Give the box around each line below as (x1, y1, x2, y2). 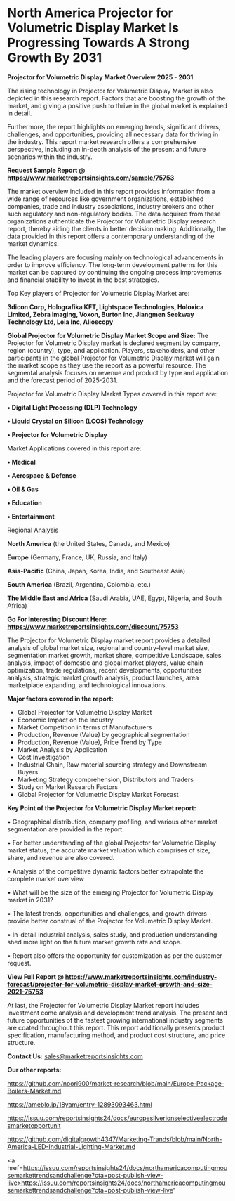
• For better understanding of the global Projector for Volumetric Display (7, 838, 216, 847)
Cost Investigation (17, 753, 70, 761)
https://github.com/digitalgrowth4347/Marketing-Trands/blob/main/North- (7, 1135, 222, 1143)
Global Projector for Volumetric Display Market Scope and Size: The (7, 331, 209, 339)
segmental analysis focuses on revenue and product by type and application (7, 368, 228, 377)
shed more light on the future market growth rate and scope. (7, 937, 182, 946)
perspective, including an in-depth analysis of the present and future (7, 145, 206, 153)
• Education (7, 498, 42, 507)
